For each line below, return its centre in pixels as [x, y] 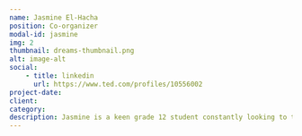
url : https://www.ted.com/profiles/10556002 [118, 84]
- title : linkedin [60, 76]
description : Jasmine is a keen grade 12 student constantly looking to [148, 117]
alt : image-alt [38, 59]
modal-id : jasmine [44, 34]
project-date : [36, 92]
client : [24, 101]
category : [28, 109]
